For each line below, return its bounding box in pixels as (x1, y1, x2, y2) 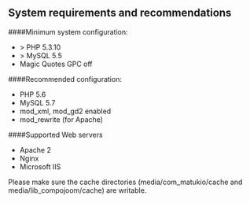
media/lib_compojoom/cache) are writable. (8, 185, 147, 195)
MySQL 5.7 (19, 98, 56, 107)
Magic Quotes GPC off (19, 59, 93, 68)
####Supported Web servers (8, 130, 104, 139)
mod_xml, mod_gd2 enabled (19, 106, 112, 116)
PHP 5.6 (19, 90, 46, 99)
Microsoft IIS (19, 161, 61, 172)
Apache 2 (19, 145, 51, 154)
